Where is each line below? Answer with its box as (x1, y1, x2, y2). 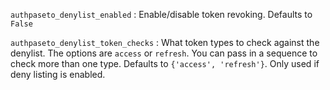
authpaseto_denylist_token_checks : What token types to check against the (10, 37, 320, 48)
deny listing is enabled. (10, 69, 106, 80)
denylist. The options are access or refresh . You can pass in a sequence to (10, 47, 318, 59)
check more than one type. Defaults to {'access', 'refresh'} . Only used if (10, 58, 320, 69)
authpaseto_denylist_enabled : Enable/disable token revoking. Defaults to (10, 9, 313, 20)
